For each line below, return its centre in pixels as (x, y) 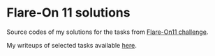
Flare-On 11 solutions (68, 13)
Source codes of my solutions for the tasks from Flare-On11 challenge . (107, 32)
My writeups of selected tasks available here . (72, 45)
